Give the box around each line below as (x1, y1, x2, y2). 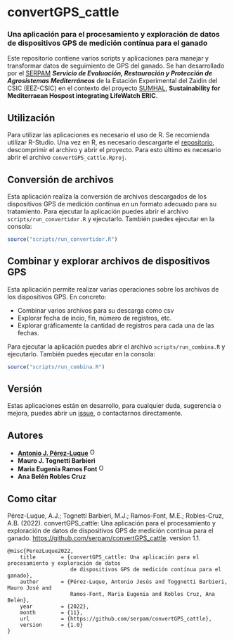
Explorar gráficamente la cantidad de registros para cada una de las (17, 321, 214, 330)
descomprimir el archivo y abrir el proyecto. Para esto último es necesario (7, 146, 221, 154)
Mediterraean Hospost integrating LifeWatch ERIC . (7, 92, 158, 100)
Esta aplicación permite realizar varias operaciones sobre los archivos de (7, 285, 219, 293)
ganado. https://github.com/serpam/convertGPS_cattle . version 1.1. (7, 534, 201, 542)
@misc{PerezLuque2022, (7, 547, 74, 555)
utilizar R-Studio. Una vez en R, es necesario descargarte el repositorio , (7, 138, 215, 147)
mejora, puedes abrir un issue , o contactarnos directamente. (7, 409, 183, 418)
